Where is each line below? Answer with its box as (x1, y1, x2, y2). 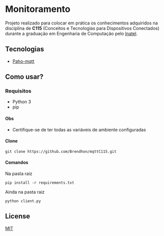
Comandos (5, 159, 28, 165)
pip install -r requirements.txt (5, 180, 75, 185)
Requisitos (5, 88, 31, 95)
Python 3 (12, 99, 31, 105)
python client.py (5, 199, 41, 204)
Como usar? (5, 73, 44, 81)
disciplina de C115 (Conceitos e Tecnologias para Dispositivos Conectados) (5, 25, 160, 31)
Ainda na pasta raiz (5, 189, 45, 195)
